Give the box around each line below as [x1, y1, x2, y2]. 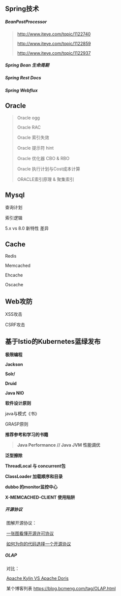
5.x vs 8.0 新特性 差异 [5, 226, 49, 232]
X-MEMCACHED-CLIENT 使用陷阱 [5, 494, 75, 500]
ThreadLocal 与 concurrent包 [5, 463, 66, 469]
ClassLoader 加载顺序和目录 [5, 473, 63, 479]
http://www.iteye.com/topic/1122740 [17, 31, 91, 37]
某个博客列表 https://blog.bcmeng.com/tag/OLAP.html [6, 585, 116, 591]
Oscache [5, 282, 24, 288]
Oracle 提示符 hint [17, 145, 54, 151]
